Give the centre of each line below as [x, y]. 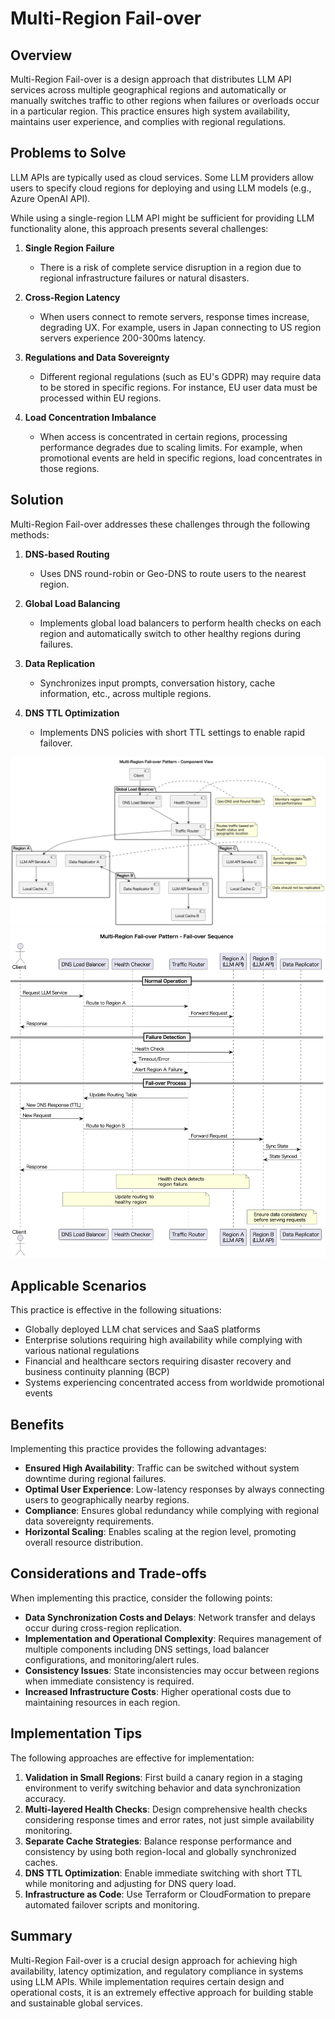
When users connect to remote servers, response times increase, [174, 316]
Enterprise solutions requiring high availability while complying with [163, 1340]
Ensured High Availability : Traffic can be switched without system [162, 1468]
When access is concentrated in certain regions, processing [163, 436]
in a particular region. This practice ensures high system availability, [150, 111]
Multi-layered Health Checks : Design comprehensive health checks [166, 1809]
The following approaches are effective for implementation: [132, 1758]
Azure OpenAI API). [50, 198]
